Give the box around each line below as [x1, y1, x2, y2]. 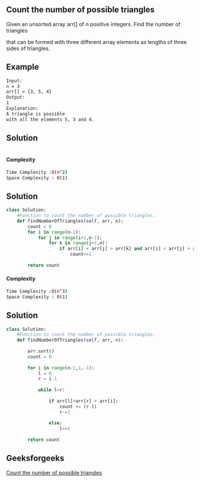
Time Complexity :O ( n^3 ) [6, 289, 68, 295]
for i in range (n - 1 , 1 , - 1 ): [27, 365, 95, 371]
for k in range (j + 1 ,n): [48, 240, 108, 246]
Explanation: [6, 105, 39, 111]
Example [6, 62, 39, 72]
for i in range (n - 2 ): [27, 229, 82, 235]
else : [48, 420, 62, 426]
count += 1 [70, 251, 92, 258]
